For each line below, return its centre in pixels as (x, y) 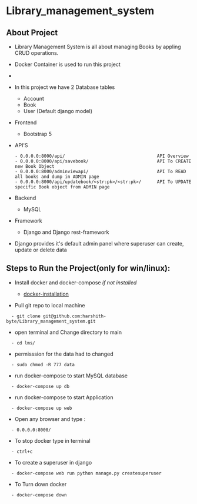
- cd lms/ (23, 343)
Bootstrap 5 (37, 134)
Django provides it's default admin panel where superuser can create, (99, 243)
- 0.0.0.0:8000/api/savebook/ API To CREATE (103, 161)
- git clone (26, 316)
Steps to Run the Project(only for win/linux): (88, 268)
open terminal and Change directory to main (68, 332)
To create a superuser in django (53, 462)
